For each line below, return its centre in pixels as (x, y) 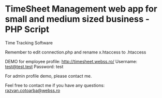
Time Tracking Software (29, 42)
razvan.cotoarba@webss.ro (33, 90)
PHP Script (27, 29)
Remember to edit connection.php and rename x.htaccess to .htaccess (76, 52)
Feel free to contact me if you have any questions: (55, 85)
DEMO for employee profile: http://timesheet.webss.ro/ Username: (71, 61)
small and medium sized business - (77, 19)
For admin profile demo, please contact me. (48, 76)
